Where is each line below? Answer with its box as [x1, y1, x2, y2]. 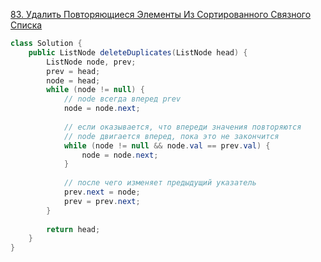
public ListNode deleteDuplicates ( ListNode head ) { [28, 47, 248, 58]
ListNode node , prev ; [46, 57, 137, 67]
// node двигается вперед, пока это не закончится [63, 131, 280, 141]
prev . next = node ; [63, 187, 141, 197]
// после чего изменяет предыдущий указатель [63, 178, 257, 188]
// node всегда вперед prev [63, 94, 182, 104]
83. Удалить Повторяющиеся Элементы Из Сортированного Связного [10, 9, 312, 20]
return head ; [46, 224, 101, 234]
